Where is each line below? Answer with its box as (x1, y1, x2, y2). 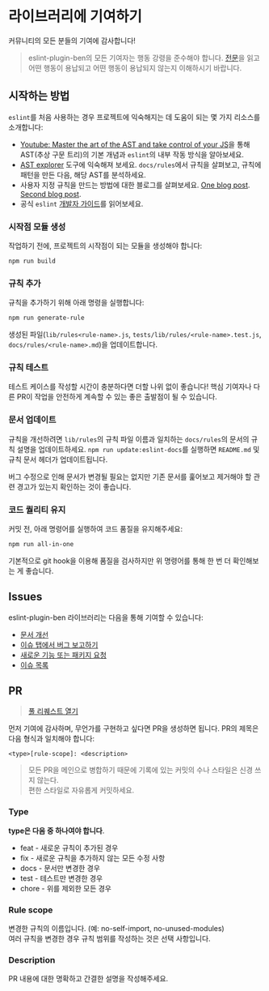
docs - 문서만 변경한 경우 (19, 863, 101, 873)
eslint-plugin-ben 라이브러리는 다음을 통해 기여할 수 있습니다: (8, 613, 204, 622)
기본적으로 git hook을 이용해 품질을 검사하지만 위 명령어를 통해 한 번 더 (8, 556, 232, 566)
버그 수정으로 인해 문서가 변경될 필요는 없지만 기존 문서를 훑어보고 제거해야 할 (8, 472, 252, 481)
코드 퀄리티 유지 (8, 504, 66, 515)
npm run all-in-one (8, 540, 74, 548)
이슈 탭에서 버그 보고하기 (19, 639, 99, 649)
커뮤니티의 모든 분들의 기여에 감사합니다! (8, 36, 136, 45)
